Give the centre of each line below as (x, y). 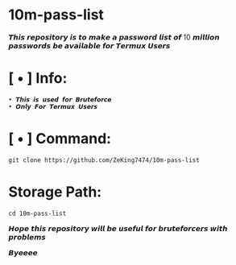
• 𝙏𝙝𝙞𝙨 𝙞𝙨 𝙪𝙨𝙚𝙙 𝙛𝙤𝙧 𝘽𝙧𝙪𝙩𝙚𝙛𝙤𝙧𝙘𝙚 (60, 99)
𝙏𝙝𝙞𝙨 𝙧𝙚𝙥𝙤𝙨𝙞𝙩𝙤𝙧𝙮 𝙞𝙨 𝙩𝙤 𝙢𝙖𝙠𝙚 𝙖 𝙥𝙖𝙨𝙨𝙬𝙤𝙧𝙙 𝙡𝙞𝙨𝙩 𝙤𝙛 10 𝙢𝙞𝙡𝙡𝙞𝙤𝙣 (114, 37)
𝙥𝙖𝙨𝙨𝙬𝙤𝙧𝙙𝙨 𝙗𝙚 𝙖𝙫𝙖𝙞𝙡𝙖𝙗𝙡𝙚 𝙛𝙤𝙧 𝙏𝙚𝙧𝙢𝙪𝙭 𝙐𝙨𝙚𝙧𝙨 (89, 45)
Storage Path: (55, 192)
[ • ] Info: (38, 79)
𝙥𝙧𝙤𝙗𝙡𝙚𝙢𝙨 (27, 237)
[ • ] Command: (60, 139)
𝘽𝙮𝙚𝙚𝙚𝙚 (23, 252)
